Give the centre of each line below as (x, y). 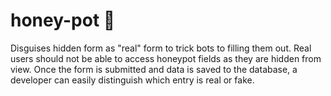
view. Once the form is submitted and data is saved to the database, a (154, 69)
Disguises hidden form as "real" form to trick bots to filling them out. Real (161, 48)
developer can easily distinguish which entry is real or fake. (132, 80)
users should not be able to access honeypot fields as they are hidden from (166, 58)
